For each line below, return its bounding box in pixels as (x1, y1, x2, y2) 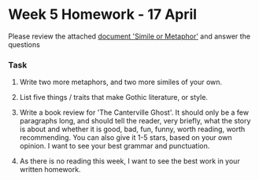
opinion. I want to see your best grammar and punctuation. (19, 141, 210, 151)
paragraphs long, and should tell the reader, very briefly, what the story (19, 116, 251, 126)
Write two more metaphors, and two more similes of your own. (19, 77, 223, 87)
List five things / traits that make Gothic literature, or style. (19, 93, 209, 102)
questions (8, 39, 41, 49)
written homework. (19, 165, 81, 174)
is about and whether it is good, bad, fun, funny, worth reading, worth (19, 124, 246, 134)
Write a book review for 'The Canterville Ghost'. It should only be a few (19, 108, 250, 117)
